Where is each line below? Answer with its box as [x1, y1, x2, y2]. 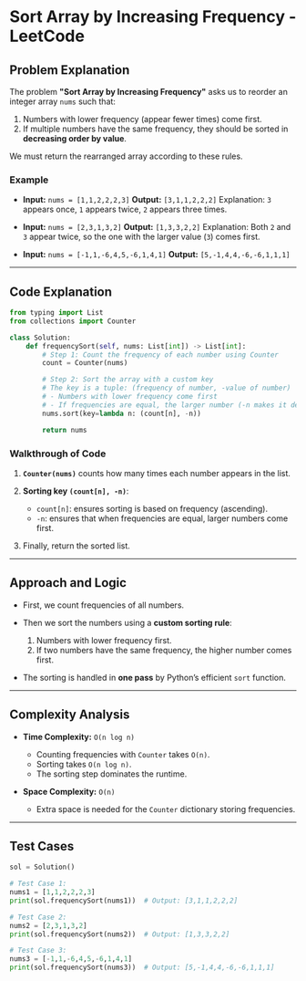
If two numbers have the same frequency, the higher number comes [36, 644, 292, 655]
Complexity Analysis [9, 707, 130, 723]
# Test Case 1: [9, 879, 67, 889]
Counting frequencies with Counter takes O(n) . [36, 748, 210, 759]
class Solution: [9, 333, 71, 342]
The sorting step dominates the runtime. [36, 768, 188, 779]
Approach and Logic [9, 575, 127, 590]
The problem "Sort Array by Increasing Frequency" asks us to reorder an [9, 87, 289, 97]
